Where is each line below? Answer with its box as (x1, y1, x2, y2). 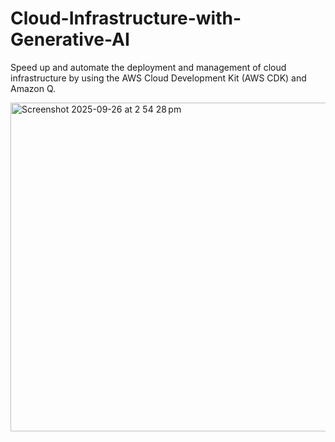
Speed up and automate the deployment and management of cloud (10, 61, 287, 73)
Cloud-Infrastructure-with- (10, 7, 242, 30)
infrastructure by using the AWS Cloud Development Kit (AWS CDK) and (10, 72, 307, 84)
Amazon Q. (10, 82, 57, 94)
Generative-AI (10, 28, 130, 51)
